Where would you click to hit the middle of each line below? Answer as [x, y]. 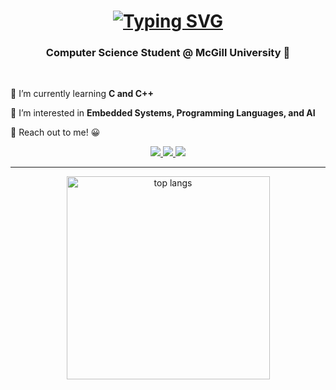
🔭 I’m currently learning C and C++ [82, 94]
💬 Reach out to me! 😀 [55, 132]
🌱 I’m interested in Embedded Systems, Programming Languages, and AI [163, 113]
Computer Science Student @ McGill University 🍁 [168, 53]
